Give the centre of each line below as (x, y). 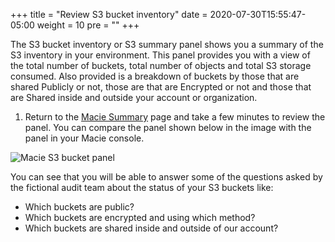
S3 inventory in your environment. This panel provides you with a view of (160, 55)
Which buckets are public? (79, 207)
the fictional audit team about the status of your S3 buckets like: (142, 187)
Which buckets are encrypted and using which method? (140, 217)
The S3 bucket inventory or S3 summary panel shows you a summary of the (167, 44)
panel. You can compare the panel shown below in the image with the (168, 127)
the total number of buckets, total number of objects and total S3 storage (161, 65)
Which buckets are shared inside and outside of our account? (151, 228)
